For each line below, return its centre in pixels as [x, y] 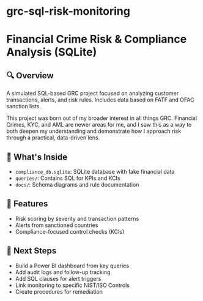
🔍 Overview [30, 76]
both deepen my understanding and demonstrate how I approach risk [94, 131]
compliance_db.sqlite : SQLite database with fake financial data [95, 172]
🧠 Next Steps [31, 251]
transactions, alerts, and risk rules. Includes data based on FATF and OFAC [100, 100]
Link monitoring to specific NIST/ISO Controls [72, 285]
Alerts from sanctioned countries [57, 225]
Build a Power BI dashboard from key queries [72, 266]
